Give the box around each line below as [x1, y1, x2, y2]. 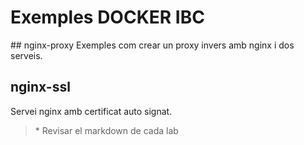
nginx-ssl [10, 79, 71, 96]
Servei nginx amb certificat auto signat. [10, 105, 173, 117]
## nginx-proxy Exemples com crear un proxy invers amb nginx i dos [10, 39, 295, 51]
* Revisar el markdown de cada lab [34, 124, 179, 136]
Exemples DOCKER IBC [10, 6, 205, 29]
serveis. [10, 49, 43, 61]
